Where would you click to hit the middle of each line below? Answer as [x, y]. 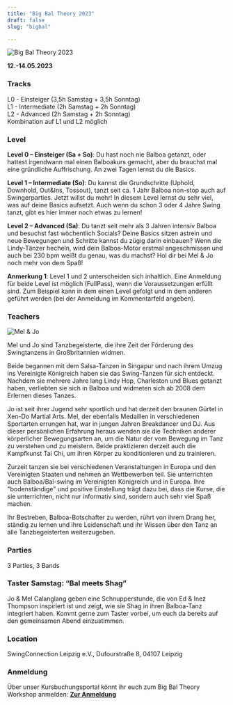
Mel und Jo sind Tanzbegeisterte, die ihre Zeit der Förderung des [100, 345]
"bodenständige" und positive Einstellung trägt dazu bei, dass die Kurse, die [116, 489]
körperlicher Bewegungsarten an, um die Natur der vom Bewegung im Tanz [115, 438]
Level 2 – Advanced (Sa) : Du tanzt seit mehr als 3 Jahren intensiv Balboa [112, 225]
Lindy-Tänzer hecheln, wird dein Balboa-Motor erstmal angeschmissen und [115, 248]
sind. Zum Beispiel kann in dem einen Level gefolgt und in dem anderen [110, 291]
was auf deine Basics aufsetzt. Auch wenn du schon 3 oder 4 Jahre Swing [114, 205]
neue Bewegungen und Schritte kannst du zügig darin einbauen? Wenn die [114, 240]
